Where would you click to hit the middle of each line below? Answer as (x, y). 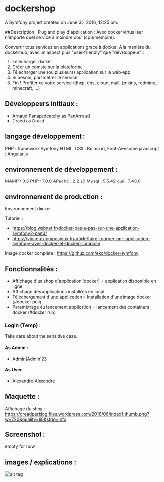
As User (14, 370)
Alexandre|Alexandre (34, 381)
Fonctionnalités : (31, 269)
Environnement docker (28, 209)
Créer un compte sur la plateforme (47, 67)
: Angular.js (17, 154)
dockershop (30, 9)
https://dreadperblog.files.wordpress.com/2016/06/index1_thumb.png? (77, 414)
